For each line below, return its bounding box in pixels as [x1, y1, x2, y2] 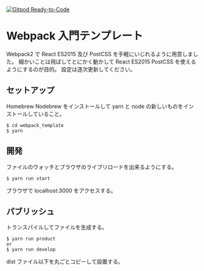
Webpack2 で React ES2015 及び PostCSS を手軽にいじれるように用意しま [6, 50, 193, 57]
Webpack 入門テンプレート [6, 29, 143, 43]
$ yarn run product [6, 236, 56, 242]
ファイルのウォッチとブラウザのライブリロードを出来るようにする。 [6, 163, 178, 170]
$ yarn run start [6, 175, 51, 181]
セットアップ [6, 85, 55, 96]
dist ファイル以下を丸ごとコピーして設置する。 [6, 258, 124, 266]
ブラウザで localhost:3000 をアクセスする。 [6, 187, 117, 194]
